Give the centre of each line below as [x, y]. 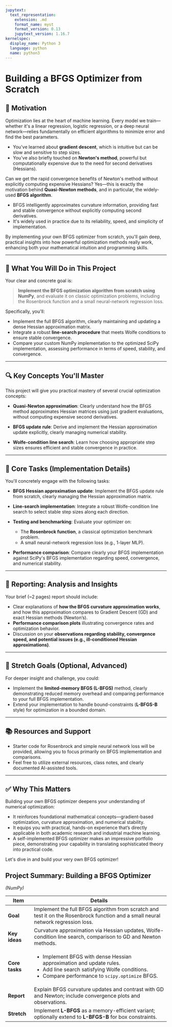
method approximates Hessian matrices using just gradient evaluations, [88, 411]
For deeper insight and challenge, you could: [52, 678]
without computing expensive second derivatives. [65, 417]
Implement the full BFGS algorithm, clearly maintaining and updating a [87, 322]
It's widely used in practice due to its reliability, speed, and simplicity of [88, 221]
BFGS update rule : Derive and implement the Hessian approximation [85, 427]
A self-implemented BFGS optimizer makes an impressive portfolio [83, 839]
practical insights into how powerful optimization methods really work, [79, 242]
